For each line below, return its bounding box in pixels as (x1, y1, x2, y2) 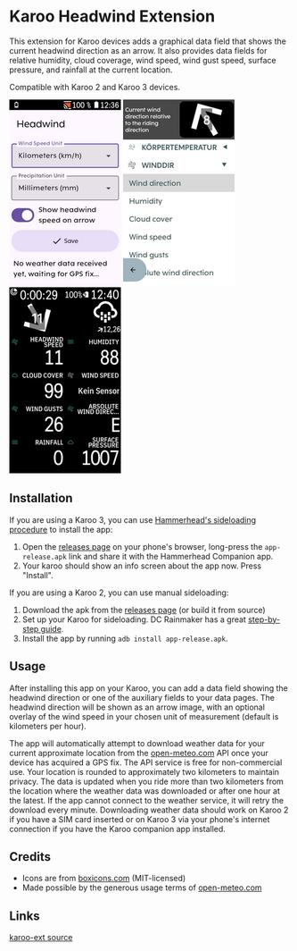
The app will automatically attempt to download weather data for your (9, 737, 265, 748)
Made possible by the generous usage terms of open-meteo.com (21, 882, 262, 893)
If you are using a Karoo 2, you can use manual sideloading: (9, 587, 229, 598)
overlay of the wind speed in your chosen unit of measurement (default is (9, 711, 279, 721)
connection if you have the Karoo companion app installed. (9, 823, 226, 834)
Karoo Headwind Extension (9, 6, 216, 27)
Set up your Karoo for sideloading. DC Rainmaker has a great (21, 614, 247, 625)
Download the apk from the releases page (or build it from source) (21, 604, 266, 615)
